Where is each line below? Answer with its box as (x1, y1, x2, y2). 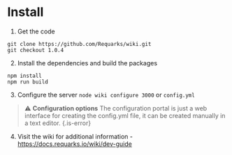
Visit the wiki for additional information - (17, 132, 133, 140)
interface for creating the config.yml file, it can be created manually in (24, 111, 226, 120)
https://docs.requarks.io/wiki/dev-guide (17, 140, 133, 148)
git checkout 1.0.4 (7, 47, 64, 54)
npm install (7, 72, 42, 79)
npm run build (7, 78, 49, 85)
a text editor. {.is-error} (24, 119, 92, 127)
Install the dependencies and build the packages (17, 58, 158, 67)
